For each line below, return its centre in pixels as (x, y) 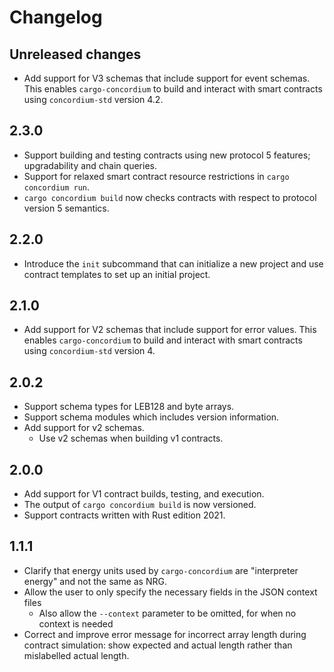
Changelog (56, 17)
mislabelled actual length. (76, 655)
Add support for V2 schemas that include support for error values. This (170, 330)
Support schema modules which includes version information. (151, 417)
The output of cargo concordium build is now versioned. (140, 505)
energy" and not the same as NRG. (95, 581)
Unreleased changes (75, 54)
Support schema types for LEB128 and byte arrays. (129, 407)
